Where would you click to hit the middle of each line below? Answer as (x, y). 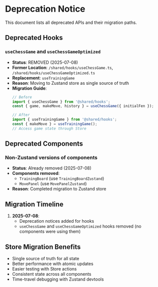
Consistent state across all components (52, 274)
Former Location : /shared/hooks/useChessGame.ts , (62, 67)
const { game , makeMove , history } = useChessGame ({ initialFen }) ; (83, 106)
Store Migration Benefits (43, 247)
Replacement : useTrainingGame (43, 78)
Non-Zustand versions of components (51, 158)
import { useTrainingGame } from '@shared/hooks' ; (64, 120)
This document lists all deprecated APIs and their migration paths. (71, 22)
